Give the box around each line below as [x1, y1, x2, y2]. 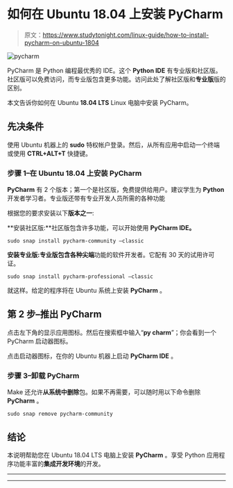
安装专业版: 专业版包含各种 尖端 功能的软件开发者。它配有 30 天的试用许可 [7, 251, 215, 259]
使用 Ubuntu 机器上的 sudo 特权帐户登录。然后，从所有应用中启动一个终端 [7, 140, 221, 149]
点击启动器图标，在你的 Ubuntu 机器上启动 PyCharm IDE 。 [7, 352, 178, 360]
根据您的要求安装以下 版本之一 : [7, 209, 95, 218]
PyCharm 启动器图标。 [7, 336, 72, 345]
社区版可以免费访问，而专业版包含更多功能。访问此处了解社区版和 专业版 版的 [7, 74, 226, 83]
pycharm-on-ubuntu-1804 [24, 38, 99, 47]
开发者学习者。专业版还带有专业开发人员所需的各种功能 [7, 194, 165, 202]
